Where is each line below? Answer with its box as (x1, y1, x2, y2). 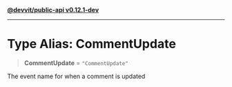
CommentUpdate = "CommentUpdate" (23, 58, 129, 67)
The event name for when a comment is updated (7, 72, 146, 80)
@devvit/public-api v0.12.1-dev (7, 6, 99, 14)
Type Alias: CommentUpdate (7, 36, 176, 52)
